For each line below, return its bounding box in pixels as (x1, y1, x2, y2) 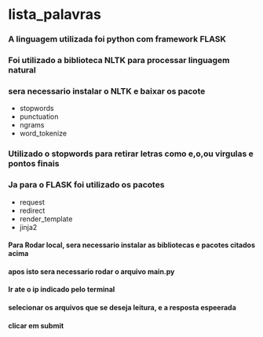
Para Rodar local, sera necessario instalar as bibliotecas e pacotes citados (8, 240, 255, 250)
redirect (19, 206, 46, 215)
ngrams (19, 120, 45, 130)
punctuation (19, 112, 59, 121)
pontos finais (8, 158, 60, 169)
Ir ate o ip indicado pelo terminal (8, 285, 115, 294)
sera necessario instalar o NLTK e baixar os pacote (8, 85, 206, 96)
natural (8, 65, 37, 76)
